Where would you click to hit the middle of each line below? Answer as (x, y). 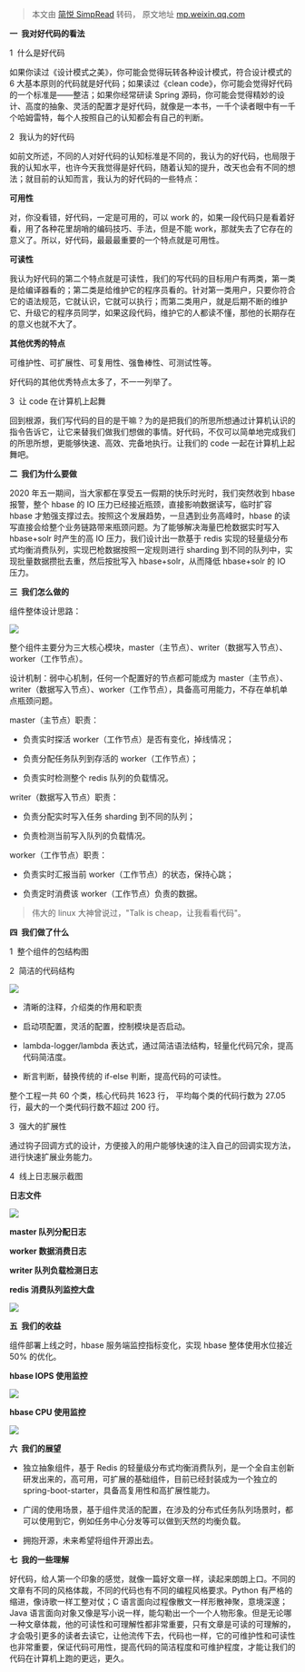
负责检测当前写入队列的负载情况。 (86, 836)
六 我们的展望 (35, 1448)
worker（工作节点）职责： (58, 855)
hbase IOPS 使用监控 (49, 1376)
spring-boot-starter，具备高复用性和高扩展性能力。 (118, 1490)
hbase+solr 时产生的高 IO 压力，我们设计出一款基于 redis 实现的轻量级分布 (149, 538)
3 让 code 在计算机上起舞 (58, 401)
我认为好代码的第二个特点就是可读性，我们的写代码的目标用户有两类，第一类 (152, 279)
